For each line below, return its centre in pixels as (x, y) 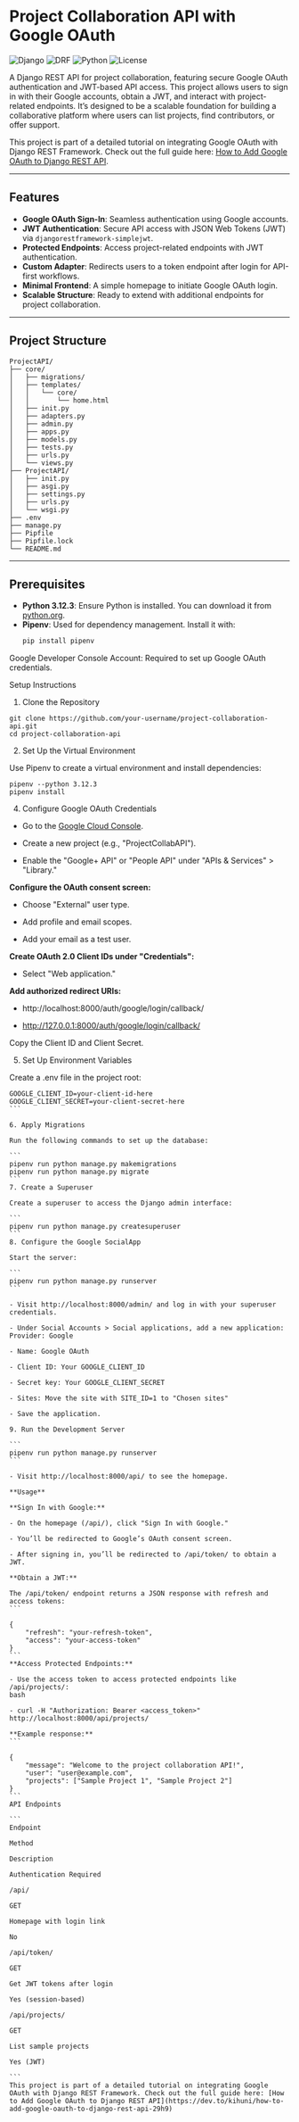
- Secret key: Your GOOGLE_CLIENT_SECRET (87, 1383)
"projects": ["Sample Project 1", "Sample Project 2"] (129, 1781)
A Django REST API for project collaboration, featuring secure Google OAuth (149, 77)
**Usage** (28, 1492)
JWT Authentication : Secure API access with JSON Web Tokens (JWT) (154, 228)
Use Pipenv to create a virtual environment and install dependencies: (136, 768)
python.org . (43, 615)
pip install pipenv (58, 641)
